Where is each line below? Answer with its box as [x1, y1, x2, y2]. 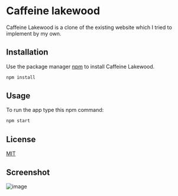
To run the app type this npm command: [6, 107, 104, 114]
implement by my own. [6, 30, 62, 37]
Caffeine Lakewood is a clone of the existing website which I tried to [6, 24, 173, 31]
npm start [6, 118, 31, 124]
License [6, 134, 36, 144]
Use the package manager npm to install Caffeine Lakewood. [6, 63, 155, 70]
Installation [6, 47, 48, 57]
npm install [6, 74, 35, 81]
